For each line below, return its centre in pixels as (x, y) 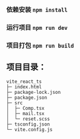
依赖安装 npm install (37, 9)
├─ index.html (24, 87)
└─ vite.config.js (29, 129)
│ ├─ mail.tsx (25, 113)
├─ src (15, 103)
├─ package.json (27, 98)
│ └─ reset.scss (28, 119)
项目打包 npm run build (40, 45)
